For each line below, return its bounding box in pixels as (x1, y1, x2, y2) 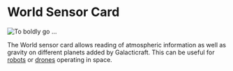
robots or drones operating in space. (7, 55, 113, 63)
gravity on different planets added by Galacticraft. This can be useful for (7, 48, 215, 56)
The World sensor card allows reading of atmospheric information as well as (7, 40, 227, 49)
